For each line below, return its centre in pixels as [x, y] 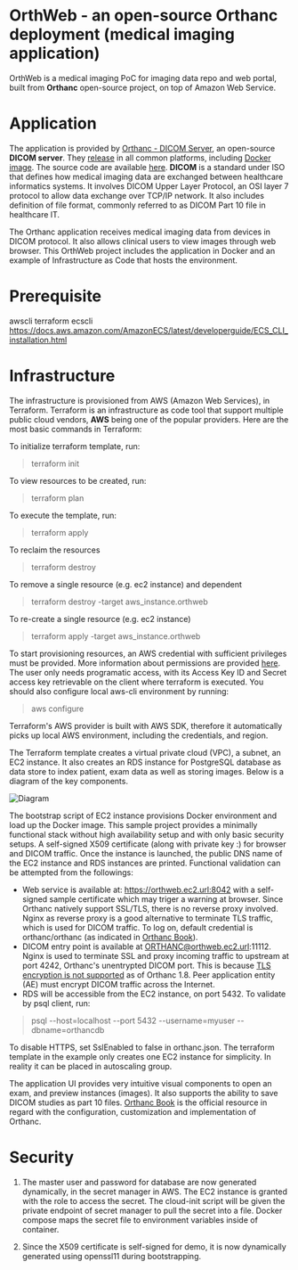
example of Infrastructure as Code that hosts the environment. [124, 260]
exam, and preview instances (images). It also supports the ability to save [144, 1093]
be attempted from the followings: [71, 872]
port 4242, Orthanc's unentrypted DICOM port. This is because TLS [146, 965]
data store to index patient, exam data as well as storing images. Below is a [147, 771]
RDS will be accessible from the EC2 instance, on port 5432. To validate [154, 994]
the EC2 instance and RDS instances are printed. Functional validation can [145, 863]
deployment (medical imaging [122, 34]
